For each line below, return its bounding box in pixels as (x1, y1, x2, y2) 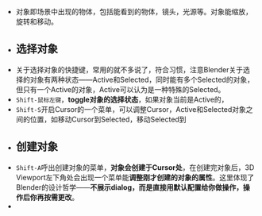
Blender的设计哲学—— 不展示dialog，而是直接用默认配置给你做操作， (15, 182, 244, 192)
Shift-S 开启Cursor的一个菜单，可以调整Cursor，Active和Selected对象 (15, 104, 246, 114)
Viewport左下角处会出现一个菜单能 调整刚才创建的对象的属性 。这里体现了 (15, 172, 255, 182)
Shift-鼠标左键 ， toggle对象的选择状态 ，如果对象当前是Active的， (15, 94, 229, 104)
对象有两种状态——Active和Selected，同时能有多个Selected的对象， (29, 75, 254, 84)
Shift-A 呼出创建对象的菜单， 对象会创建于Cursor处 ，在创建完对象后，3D (15, 162, 255, 172)
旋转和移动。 (15, 17, 58, 26)
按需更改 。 (43, 192, 79, 202)
